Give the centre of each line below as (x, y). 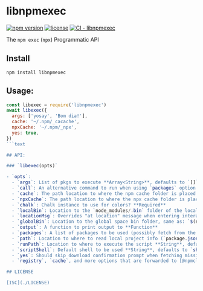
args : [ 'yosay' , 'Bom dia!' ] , (50, 116)
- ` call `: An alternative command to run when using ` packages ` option (104, 188)
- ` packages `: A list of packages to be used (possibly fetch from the (104, 233)
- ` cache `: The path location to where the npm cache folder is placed (104, 193)
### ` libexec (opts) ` (32, 166)
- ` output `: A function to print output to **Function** (85, 228)
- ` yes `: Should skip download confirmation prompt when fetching (97, 255)
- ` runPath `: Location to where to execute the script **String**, (98, 244)
